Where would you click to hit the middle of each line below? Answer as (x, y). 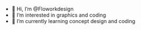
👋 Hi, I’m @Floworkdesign (43, 9)
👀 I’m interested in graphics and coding (59, 15)
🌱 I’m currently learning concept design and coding (73, 21)
